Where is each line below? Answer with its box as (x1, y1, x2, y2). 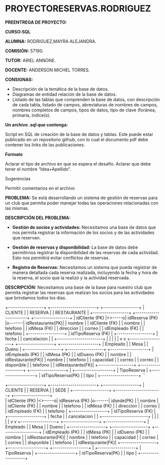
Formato (5, 151, 23, 157)
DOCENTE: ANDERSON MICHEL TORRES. (5, 67, 90, 73)
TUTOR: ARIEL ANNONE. (5, 57, 56, 63)
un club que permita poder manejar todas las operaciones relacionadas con (5, 200, 159, 206)
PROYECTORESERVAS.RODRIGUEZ (5, 3, 151, 14)
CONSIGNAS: (5, 76, 33, 82)
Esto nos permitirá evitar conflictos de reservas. (12, 255, 110, 261)
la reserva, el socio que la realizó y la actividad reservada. (12, 274, 131, 281)
